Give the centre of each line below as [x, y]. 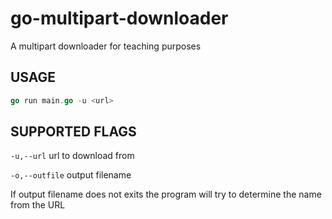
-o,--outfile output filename [71, 175]
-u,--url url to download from [72, 156]
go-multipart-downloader [119, 18]
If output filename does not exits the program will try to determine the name [166, 194]
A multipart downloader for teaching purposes [106, 46]
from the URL [38, 205]
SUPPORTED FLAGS [73, 132]
